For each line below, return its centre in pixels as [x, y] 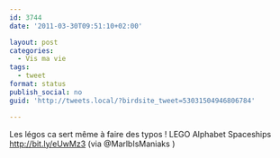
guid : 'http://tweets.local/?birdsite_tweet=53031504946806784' [132, 101]
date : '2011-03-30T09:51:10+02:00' [76, 26]
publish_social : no [46, 92]
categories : [32, 50]
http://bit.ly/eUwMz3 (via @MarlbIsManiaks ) [92, 144]
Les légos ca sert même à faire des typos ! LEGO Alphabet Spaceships [140, 134]
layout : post [34, 42]
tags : [19, 67]
